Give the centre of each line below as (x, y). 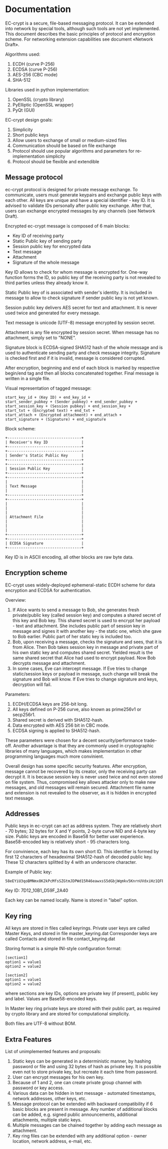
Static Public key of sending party (47, 241)
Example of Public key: (29, 872)
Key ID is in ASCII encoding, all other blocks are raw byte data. (69, 557)
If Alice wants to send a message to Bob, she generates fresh (76, 610)
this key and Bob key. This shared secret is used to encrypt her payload (86, 620)
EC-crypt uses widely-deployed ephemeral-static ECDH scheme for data (80, 585)
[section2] (16, 975)
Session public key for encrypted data (51, 246)
